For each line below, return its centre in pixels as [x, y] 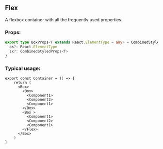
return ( [23, 83]
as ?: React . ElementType [33, 47]
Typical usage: [23, 68]
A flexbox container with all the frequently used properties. [64, 19]
